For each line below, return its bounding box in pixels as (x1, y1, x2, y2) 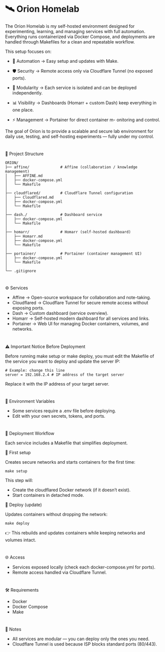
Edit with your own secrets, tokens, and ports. (12, 413, 106, 419)
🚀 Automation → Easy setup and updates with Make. (12, 58, 119, 64)
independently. (12, 89, 43, 96)
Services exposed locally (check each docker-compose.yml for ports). (12, 564, 156, 570)
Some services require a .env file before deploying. (12, 408, 116, 414)
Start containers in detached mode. (12, 492, 85, 498)
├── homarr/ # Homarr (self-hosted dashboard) (5, 230, 132, 235)
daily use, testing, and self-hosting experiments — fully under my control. (5, 133, 154, 139)
